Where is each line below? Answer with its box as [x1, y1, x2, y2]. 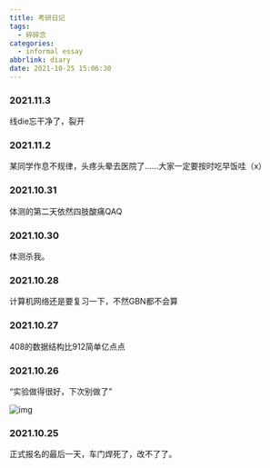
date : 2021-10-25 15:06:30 [9, 65, 112, 74]
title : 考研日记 [9, 13, 65, 23]
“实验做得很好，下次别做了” [9, 385, 113, 396]
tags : [9, 22, 30, 31]
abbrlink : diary [9, 55, 71, 65]
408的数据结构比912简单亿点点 [9, 341, 125, 352]
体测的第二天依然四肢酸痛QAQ [9, 205, 123, 216]
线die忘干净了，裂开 [9, 115, 85, 127]
